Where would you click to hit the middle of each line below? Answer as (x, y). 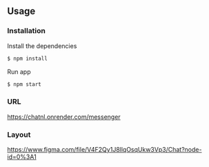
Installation (27, 31)
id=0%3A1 (22, 157)
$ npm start (24, 84)
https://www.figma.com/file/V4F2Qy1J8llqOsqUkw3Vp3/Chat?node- (104, 150)
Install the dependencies (42, 46)
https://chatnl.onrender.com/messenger (64, 117)
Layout (19, 135)
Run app (19, 71)
